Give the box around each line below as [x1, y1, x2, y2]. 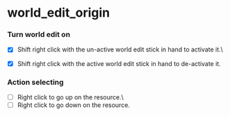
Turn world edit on [7, 30, 71, 40]
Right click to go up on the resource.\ [17, 92, 124, 101]
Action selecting [7, 77, 64, 87]
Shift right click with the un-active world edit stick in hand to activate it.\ [17, 45, 224, 53]
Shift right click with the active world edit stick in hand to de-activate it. [17, 59, 221, 67]
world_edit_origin [7, 5, 110, 21]
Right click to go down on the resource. [17, 101, 131, 109]
